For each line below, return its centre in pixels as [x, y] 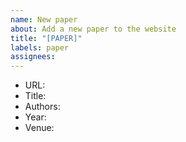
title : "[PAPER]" [46, 38]
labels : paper [40, 47]
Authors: [42, 107]
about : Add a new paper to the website [93, 29]
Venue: [39, 128]
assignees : [33, 57]
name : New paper [44, 19]
